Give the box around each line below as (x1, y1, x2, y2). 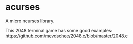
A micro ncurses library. (5, 18, 55, 24)
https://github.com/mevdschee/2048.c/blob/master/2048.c (5, 33, 128, 39)
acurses (5, 1, 40, 13)
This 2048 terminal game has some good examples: (5, 27, 113, 33)
